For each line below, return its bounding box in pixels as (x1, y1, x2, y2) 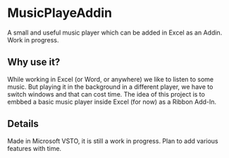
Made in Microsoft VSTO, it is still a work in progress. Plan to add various (7, 136, 218, 145)
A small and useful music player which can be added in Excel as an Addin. (7, 28, 223, 37)
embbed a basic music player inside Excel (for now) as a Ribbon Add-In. (7, 97, 217, 106)
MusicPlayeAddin (7, 5, 113, 21)
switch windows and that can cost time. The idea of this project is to (7, 90, 206, 98)
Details (7, 118, 39, 130)
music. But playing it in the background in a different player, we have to (7, 83, 213, 91)
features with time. (7, 144, 62, 152)
